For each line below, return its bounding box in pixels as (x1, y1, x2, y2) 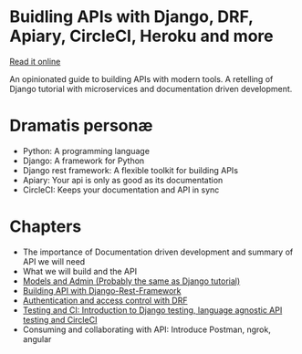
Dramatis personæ (9, 116, 153, 136)
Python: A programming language (22, 145, 151, 156)
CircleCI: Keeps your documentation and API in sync (22, 184, 220, 195)
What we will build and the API (22, 265, 138, 276)
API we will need (22, 255, 86, 266)
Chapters (9, 216, 82, 237)
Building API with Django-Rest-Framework (22, 285, 182, 296)
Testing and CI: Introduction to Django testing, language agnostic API (22, 304, 283, 316)
